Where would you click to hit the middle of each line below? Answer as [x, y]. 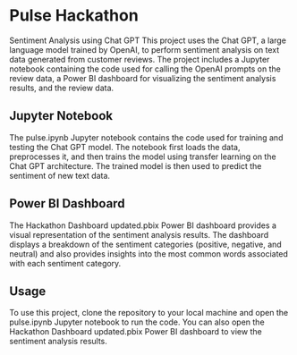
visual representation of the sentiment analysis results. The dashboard [139, 234]
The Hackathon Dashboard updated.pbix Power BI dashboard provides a [143, 225]
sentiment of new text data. [59, 175]
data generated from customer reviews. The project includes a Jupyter [140, 59]
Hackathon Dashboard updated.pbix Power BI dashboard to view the [136, 332]
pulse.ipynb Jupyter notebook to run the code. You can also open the [137, 322]
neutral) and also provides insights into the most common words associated [149, 254]
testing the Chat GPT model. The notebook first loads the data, [125, 147]
